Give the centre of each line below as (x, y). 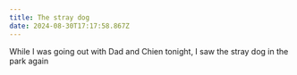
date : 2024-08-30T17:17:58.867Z (69, 26)
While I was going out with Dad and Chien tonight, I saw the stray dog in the (149, 51)
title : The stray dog (50, 17)
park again (29, 61)
